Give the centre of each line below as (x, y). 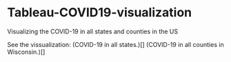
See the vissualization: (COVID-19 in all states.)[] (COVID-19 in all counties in (115, 44)
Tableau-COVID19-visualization (100, 13)
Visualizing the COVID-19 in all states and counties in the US (92, 31)
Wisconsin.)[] (26, 52)
